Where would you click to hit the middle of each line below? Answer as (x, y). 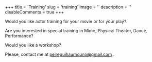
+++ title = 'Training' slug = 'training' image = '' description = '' (68, 7)
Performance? (19, 36)
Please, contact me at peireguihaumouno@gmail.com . (60, 54)
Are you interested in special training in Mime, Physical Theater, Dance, (76, 31)
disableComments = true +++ (34, 12)
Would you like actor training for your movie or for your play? (66, 21)
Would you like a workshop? (33, 45)
